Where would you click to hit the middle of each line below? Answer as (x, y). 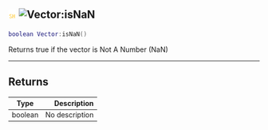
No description (69, 115)
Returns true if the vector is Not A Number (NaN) (89, 49)
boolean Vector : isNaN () (48, 34)
